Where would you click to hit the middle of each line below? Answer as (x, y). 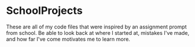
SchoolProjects (44, 11)
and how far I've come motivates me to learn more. (68, 39)
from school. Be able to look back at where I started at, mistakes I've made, (98, 32)
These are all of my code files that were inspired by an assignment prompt (97, 27)
